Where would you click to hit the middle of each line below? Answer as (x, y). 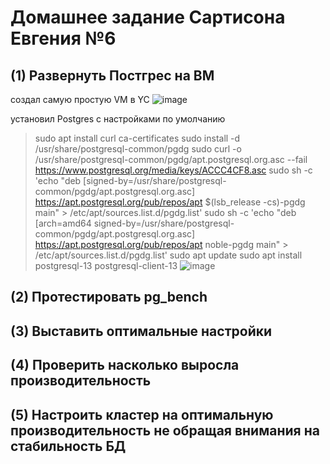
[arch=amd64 (63, 223)
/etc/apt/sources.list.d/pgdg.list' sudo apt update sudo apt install (168, 255)
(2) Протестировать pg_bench (109, 297)
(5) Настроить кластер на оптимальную (142, 414)
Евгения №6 (63, 38)
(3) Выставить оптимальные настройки (141, 331)
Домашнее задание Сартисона (148, 17)
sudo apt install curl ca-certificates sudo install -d (137, 138)
